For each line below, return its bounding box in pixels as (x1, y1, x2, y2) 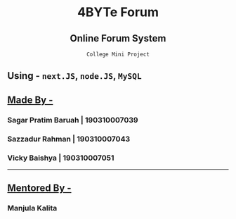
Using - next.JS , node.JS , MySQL (7, 70, 142, 82)
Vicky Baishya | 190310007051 (7, 153, 114, 163)
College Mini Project (86, 51, 150, 58)
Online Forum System (70, 32, 166, 44)
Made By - (7, 94, 53, 106)
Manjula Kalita (7, 204, 58, 213)
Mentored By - (7, 182, 72, 194)
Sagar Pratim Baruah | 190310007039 (7, 115, 138, 125)
